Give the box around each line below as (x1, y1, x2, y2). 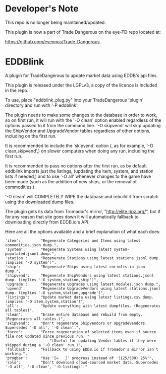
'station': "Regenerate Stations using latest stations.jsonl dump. (5, 255, 161, 261)
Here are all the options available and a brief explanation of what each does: (5, 228, 161, 234)
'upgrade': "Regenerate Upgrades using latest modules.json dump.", (5, 282, 161, 287)
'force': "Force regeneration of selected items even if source (5, 329, 156, 334)
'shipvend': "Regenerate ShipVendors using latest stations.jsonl (5, 273, 154, 278)
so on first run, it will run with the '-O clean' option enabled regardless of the (5, 117, 162, 123)
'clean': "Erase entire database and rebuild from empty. (5, 312, 143, 317)
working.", (5, 351, 28, 356)
